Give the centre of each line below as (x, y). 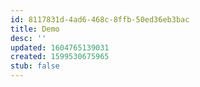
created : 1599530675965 (60, 57)
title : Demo (35, 29)
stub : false (35, 66)
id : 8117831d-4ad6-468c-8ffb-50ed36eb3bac (100, 19)
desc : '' (28, 38)
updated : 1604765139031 (60, 47)
